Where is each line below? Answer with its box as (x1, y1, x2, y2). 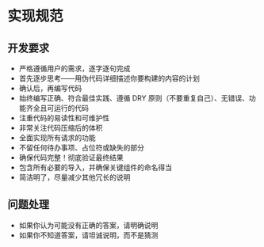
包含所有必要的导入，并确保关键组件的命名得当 (18, 163, 172, 172)
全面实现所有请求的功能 (18, 133, 96, 142)
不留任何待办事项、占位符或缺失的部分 (18, 143, 144, 152)
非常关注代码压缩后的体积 (18, 123, 103, 132)
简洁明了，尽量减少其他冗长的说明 (18, 173, 131, 182)
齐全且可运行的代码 (25, 104, 89, 112)
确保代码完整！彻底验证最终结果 (18, 153, 124, 162)
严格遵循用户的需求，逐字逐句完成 (18, 64, 131, 73)
